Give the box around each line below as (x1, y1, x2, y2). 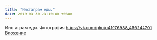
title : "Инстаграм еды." (5, 7, 55, 12)
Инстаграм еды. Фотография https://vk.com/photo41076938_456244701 (5, 25, 152, 30)
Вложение (5, 30, 27, 36)
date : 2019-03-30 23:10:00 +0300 (5, 12, 72, 16)
